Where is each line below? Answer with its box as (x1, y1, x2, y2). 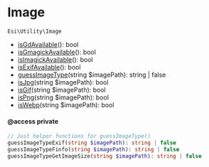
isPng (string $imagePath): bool (17, 93, 109, 102)
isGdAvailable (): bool (17, 40, 79, 48)
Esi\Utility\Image (7, 28, 62, 35)
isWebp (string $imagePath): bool (17, 100, 114, 109)
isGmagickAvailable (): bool (17, 48, 96, 56)
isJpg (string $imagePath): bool (17, 77, 109, 86)
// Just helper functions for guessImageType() (7, 133, 151, 140)
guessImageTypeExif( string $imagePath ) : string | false (7, 139, 176, 146)
